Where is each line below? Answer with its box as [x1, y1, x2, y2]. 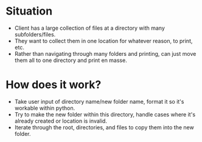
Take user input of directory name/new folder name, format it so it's [14, 98, 184, 105]
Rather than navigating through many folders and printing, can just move [14, 50, 197, 57]
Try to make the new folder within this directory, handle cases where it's [14, 110, 196, 118]
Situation [5, 4, 53, 18]
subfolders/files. [14, 30, 56, 38]
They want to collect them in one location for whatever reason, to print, [14, 37, 193, 44]
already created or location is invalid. [14, 117, 108, 124]
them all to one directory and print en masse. [14, 56, 127, 64]
